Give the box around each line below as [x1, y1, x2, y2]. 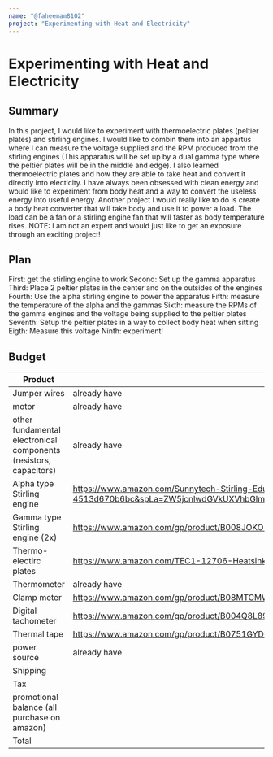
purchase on [12, 712, 61, 724]
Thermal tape [12, 629, 63, 640]
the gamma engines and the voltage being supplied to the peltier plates [8, 309, 247, 319]
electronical [12, 434, 58, 446]
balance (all [12, 702, 57, 713]
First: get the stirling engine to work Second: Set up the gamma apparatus [8, 274, 256, 285]
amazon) [12, 722, 46, 733]
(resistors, [12, 455, 51, 466]
